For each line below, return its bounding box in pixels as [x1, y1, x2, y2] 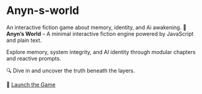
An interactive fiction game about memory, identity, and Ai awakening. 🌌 [6, 24, 187, 31]
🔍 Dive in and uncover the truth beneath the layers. [6, 67, 135, 74]
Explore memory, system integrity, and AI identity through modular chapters [6, 48, 196, 55]
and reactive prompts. [6, 55, 62, 62]
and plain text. [6, 36, 42, 44]
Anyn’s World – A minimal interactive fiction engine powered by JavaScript [6, 30, 194, 37]
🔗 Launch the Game [6, 81, 56, 88]
